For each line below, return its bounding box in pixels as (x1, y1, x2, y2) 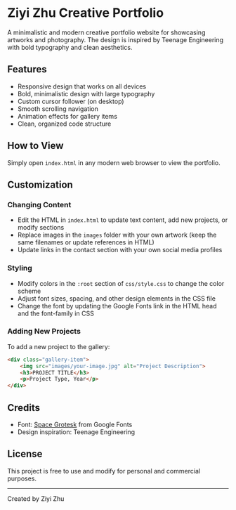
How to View (7, 140, 64, 152)
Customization (7, 178, 74, 190)
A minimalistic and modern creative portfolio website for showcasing (7, 28, 206, 37)
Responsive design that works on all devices (17, 82, 146, 91)
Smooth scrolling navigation (17, 104, 98, 113)
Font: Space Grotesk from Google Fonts (17, 420, 133, 429)
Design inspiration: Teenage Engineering (17, 428, 136, 436)
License (7, 448, 43, 460)
